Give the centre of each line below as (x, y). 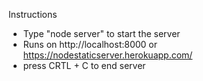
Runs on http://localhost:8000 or (90, 44)
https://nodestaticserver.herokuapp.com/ (107, 55)
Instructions (33, 14)
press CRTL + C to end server (84, 65)
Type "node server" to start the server (101, 33)
